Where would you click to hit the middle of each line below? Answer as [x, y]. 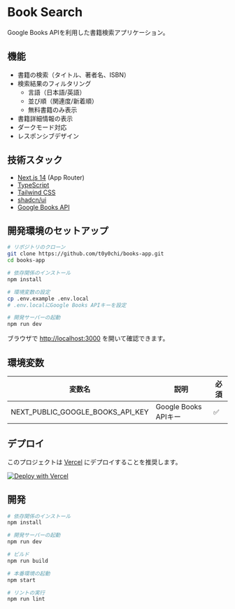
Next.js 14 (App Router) [51, 177]
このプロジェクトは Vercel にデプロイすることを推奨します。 [94, 461]
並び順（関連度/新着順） [63, 101]
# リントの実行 [26, 593]
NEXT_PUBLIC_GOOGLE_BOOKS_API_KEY [80, 412]
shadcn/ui [32, 199]
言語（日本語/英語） [57, 92]
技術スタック [35, 160]
